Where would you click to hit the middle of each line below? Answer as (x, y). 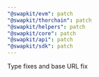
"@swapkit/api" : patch (40, 40)
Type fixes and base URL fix (48, 66)
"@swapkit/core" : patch (42, 33)
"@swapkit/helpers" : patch (46, 27)
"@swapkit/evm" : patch (40, 14)
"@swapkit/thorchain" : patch (49, 20)
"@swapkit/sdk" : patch (40, 46)
